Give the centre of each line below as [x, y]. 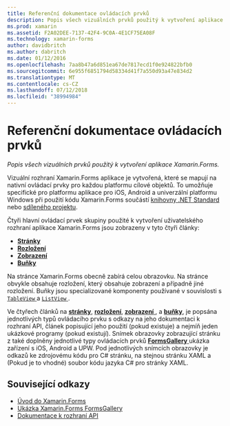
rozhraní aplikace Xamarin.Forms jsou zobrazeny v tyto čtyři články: [103, 227]
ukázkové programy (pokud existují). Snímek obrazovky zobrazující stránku [114, 333]
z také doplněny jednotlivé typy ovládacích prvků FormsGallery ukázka [108, 341]
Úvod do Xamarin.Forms [51, 401]
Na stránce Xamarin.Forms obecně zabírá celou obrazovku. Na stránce [108, 276]
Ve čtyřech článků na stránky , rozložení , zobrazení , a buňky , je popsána [112, 311]
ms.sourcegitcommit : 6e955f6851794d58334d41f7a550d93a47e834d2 [100, 71]
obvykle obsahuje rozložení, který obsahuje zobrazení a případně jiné [106, 284]
